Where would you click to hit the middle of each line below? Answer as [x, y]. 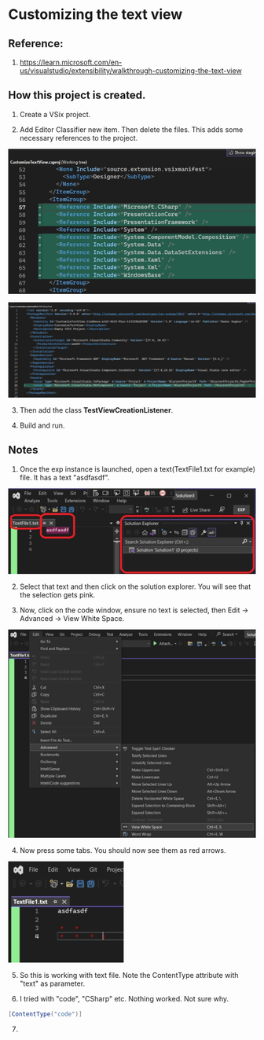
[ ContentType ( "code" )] [45, 1014]
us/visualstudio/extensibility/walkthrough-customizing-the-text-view [130, 71]
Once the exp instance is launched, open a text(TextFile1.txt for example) [137, 469]
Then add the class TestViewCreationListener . [96, 410]
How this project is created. [77, 96]
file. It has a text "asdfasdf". [64, 477]
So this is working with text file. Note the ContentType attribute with [129, 975]
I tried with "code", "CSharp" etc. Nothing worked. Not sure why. [124, 998]
